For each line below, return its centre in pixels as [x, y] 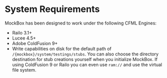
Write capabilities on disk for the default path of [62, 48]
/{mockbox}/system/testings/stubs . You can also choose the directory [85, 54]
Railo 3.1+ [22, 32]
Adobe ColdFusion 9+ [35, 43]
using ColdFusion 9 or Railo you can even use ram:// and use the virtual [87, 64]
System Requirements [52, 9]
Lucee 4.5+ [24, 38]
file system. [24, 70]
